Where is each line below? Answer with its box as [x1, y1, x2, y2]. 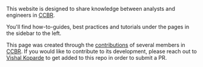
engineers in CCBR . [6, 11, 55, 19]
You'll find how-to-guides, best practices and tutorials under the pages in [6, 24, 190, 30]
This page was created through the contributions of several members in [6, 42, 186, 48]
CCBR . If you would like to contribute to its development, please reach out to [6, 48, 197, 55]
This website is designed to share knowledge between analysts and [6, 5, 176, 12]
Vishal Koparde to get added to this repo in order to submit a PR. [6, 54, 167, 61]
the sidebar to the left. [6, 30, 62, 37]
